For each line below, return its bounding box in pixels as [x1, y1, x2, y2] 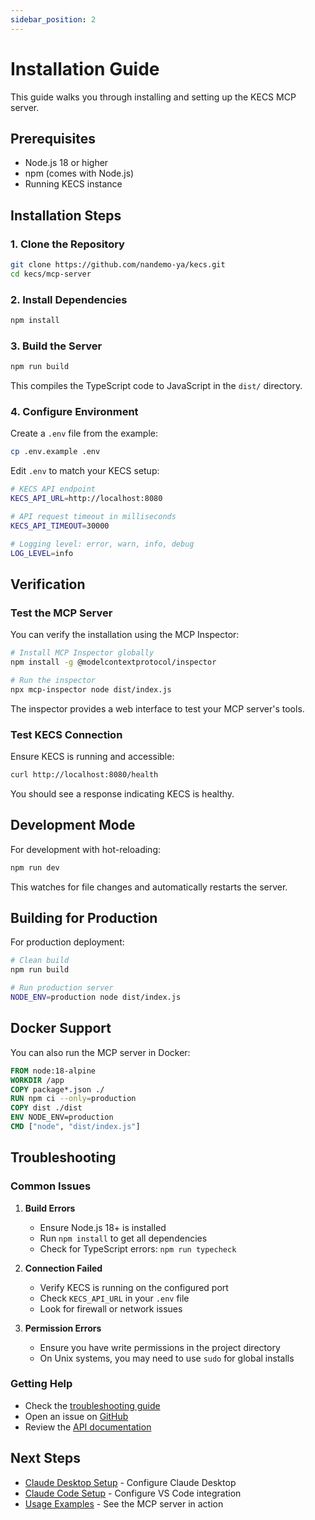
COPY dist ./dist [10, 1103, 83, 1113]
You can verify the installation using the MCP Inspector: [10, 629, 240, 641]
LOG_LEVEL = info [10, 548, 74, 558]
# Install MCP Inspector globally [10, 648, 155, 658]
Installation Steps [10, 207, 122, 224]
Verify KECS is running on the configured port [39, 1281, 229, 1293]
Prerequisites [10, 130, 96, 147]
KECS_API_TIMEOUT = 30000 [10, 521, 110, 531]
